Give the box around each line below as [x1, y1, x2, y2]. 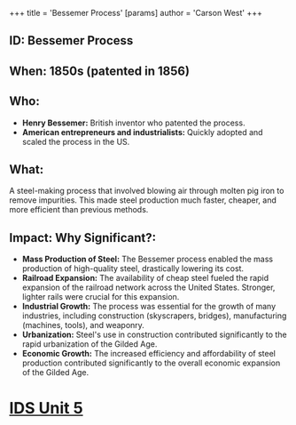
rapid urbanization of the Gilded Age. [21, 339, 158, 349]
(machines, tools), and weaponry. [21, 320, 144, 331]
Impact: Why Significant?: [9, 230, 157, 245]
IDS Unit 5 [9, 398, 83, 419]
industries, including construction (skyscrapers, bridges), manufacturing [21, 310, 287, 321]
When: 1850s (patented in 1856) [9, 63, 191, 78]
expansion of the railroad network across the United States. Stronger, [21, 282, 276, 293]
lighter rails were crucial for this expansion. [21, 292, 180, 302]
